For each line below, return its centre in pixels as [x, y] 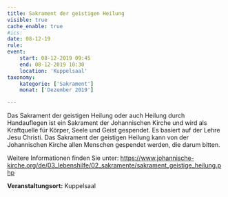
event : [17, 52]
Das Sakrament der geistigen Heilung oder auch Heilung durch [96, 116]
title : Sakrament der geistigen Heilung [66, 13]
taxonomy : [21, 77]
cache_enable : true [35, 26]
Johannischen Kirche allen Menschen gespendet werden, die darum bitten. [114, 145]
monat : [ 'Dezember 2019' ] [57, 90]
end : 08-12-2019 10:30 [52, 65]
